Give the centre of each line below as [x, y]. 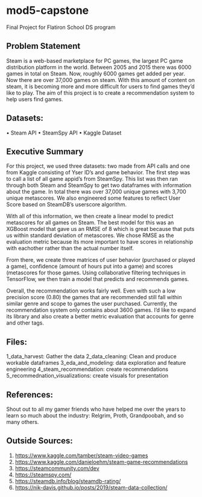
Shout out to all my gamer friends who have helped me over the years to [96, 409]
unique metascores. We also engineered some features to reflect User [93, 198]
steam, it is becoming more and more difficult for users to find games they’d [100, 86]
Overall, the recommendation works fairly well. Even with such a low [91, 291]
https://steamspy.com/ [43, 475]
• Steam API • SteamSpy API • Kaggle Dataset [64, 133]
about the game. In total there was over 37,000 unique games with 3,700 [96, 192]
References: [30, 395]
